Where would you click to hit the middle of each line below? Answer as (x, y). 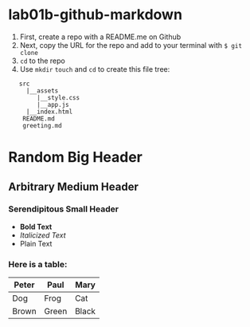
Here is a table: (38, 264)
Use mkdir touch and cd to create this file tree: (95, 69)
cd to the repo (42, 61)
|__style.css (59, 97)
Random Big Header (76, 158)
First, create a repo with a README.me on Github (100, 37)
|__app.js (53, 104)
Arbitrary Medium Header (74, 186)
